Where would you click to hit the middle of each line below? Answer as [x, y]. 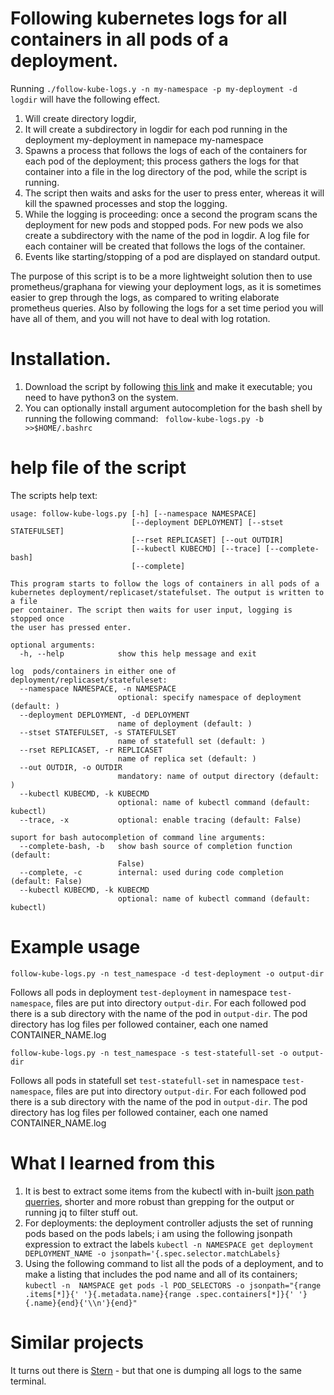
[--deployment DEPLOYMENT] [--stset [207, 522]
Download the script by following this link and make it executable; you [168, 386]
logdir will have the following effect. [85, 99]
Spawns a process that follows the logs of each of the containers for [166, 150]
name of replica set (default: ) [187, 758]
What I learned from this [113, 1163]
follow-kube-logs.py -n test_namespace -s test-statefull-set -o [149, 1053]
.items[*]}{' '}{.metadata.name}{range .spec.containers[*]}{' [159, 1294]
